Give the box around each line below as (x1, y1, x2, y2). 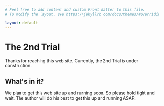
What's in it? (5, 77, 44, 85)
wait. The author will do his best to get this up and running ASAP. (5, 95, 136, 101)
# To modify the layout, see (5, 12, 64, 17)
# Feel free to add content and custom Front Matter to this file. (5, 7, 145, 12)
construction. (5, 63, 32, 69)
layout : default (5, 21, 38, 25)
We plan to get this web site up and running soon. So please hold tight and (5, 90, 155, 96)
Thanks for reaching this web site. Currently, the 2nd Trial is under (5, 58, 138, 64)
